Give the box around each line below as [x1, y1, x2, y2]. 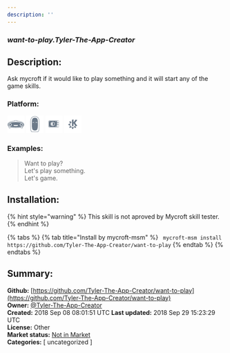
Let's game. [23, 174, 58, 182]
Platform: [7, 99, 39, 109]
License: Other [7, 323, 50, 332]
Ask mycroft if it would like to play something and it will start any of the [7, 75, 209, 83]
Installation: [7, 194, 60, 206]
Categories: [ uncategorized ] [7, 338, 93, 346]
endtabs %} [7, 248, 41, 256]
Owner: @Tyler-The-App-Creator [7, 301, 102, 309]
